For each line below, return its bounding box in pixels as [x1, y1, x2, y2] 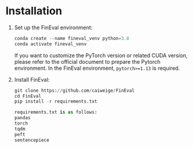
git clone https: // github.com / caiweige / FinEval [14, 88, 135, 94]
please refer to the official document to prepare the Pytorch [14, 58, 161, 65]
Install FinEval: [14, 76, 50, 83]
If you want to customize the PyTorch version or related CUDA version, [14, 52, 188, 59]
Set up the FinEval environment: [14, 24, 93, 31]
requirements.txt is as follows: [14, 109, 98, 116]
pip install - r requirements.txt [14, 98, 98, 105]
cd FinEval [14, 93, 42, 99]
